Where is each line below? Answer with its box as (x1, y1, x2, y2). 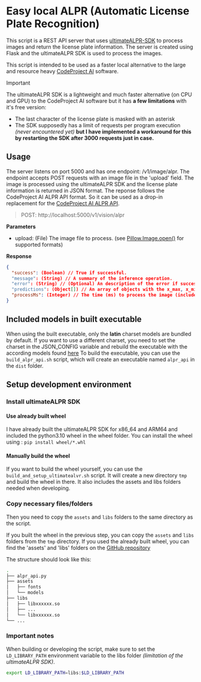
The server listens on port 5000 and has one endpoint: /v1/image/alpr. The (6, 167, 190, 175)
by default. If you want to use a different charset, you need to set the (6, 336, 175, 343)
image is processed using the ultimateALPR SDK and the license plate (6, 180, 178, 187)
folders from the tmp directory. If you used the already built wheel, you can (6, 537, 190, 545)
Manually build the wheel (6, 452, 71, 459)
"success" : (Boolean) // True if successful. (11, 270, 127, 276)
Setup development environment (6, 379, 132, 390)
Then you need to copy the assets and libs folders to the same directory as (6, 513, 193, 521)
